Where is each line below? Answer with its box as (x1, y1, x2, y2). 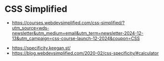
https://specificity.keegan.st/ (11, 45, 71, 51)
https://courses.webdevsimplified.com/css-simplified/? (11, 20, 125, 26)
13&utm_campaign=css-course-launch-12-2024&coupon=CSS (11, 35, 140, 41)
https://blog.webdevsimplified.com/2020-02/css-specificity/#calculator (11, 50, 159, 56)
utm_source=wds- (11, 25, 50, 30)
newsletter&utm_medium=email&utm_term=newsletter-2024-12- (11, 30, 144, 36)
